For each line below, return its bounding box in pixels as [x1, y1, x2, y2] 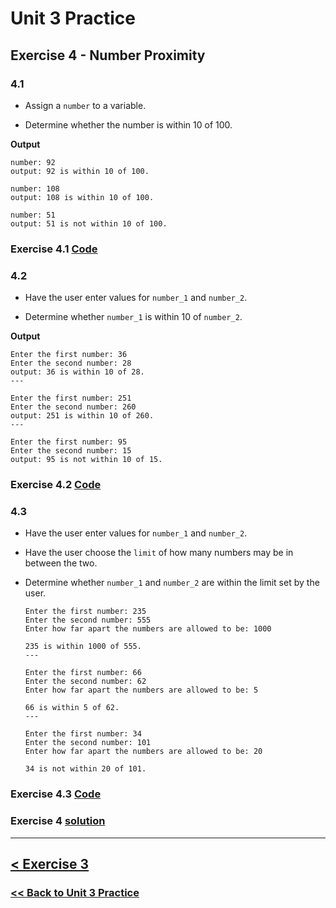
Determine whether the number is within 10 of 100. [24, 118, 233, 131]
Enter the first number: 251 [10, 393, 132, 404]
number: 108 [10, 183, 60, 194]
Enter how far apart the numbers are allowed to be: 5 [24, 685, 259, 696]
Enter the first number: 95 [10, 437, 128, 447]
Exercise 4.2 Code [10, 478, 102, 492]
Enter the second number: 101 [24, 738, 152, 748]
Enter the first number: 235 [24, 607, 147, 617]
